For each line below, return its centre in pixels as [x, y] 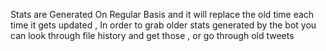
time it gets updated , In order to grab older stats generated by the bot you [163, 25]
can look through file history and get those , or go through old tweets [152, 35]
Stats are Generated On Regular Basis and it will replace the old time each [162, 14]
